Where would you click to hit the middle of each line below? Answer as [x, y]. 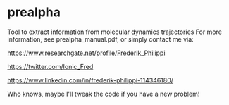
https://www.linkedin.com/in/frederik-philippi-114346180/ [91, 80]
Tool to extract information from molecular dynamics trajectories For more [114, 32]
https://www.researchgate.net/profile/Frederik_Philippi [86, 53]
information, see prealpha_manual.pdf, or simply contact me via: [100, 39]
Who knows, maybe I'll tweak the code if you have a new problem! [104, 94]
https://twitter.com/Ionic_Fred [50, 66]
